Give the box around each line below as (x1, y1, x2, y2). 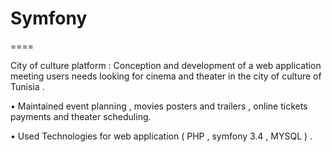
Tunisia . (10, 80, 45, 92)
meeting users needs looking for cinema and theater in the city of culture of (10, 70, 322, 82)
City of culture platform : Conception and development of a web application (10, 59, 322, 71)
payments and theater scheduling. (10, 110, 152, 122)
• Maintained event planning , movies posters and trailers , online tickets (10, 100, 308, 112)
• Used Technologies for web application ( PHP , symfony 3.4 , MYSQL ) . (10, 130, 313, 142)
